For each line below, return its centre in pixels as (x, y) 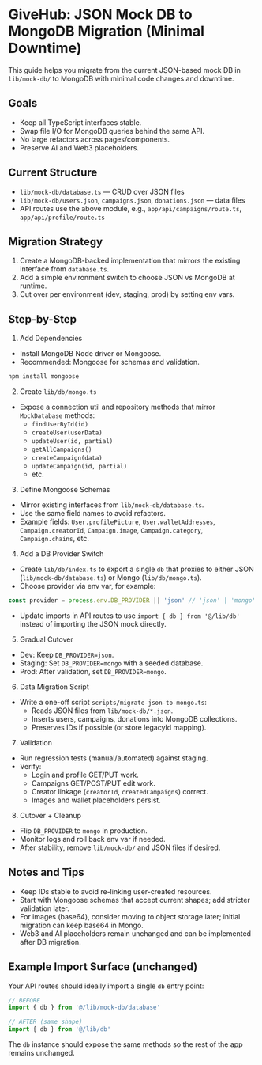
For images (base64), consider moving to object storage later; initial (130, 916)
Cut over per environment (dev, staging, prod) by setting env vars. (127, 294)
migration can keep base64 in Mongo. (81, 925)
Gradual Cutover (46, 639)
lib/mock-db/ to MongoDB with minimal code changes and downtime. (121, 78)
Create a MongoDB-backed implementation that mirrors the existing (130, 261)
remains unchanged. (41, 1053)
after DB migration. (50, 942)
